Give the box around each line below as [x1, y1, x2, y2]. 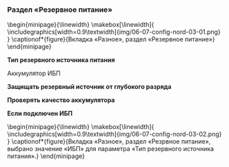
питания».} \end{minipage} [7, 152, 85, 160]
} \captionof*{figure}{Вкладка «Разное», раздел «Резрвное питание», [7, 137, 211, 146]
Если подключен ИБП [7, 109, 73, 118]
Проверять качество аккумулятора [7, 96, 115, 104]
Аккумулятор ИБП [7, 69, 61, 77]
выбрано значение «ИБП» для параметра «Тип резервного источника [7, 145, 215, 153]
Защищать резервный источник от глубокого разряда [7, 83, 172, 91]
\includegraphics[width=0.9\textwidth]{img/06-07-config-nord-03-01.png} [7, 28, 221, 36]
